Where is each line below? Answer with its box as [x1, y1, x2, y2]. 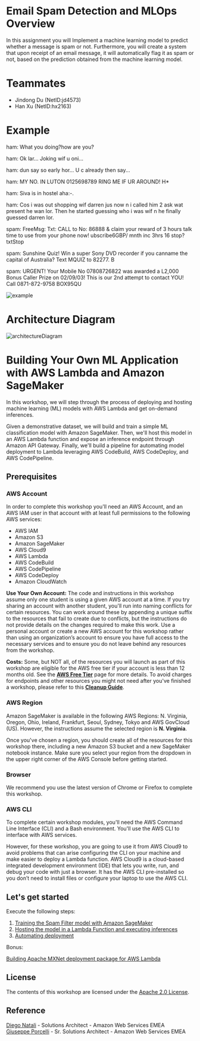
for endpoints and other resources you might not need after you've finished [6, 677, 191, 685]
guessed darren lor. [6, 214, 55, 221]
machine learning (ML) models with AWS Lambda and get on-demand [6, 405, 177, 412]
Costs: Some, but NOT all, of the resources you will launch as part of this [6, 658, 186, 666]
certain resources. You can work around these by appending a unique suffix [6, 609, 192, 616]
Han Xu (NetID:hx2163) [14, 103, 71, 110]
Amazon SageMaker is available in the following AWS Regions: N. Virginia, [6, 712, 187, 719]
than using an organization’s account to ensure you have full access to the [6, 634, 189, 641]
